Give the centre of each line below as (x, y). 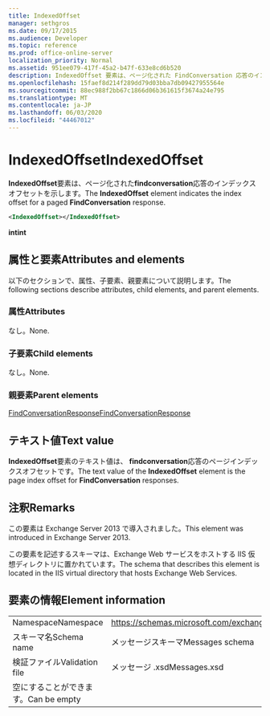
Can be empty (54, 699)
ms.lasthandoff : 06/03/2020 (55, 113)
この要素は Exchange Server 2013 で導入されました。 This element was (126, 529)
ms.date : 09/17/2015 (43, 31)
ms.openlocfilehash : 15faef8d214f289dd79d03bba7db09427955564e (117, 83)
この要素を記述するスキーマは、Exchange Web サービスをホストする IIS (127, 554)
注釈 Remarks (42, 508)
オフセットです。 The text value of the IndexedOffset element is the (134, 471)
